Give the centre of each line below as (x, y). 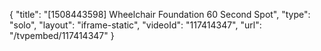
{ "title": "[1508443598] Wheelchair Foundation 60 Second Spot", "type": (160, 14)
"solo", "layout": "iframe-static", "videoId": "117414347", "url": (135, 25)
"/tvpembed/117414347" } (62, 35)
